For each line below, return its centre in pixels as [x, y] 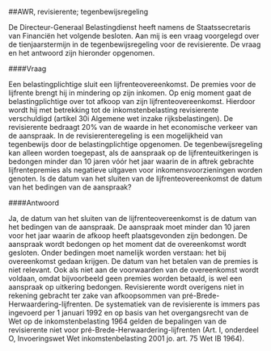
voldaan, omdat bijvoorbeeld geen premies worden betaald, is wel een [125, 278]
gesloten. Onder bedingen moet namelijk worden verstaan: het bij [117, 253]
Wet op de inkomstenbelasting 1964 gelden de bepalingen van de [118, 321]
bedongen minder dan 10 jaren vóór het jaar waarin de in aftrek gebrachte [131, 161]
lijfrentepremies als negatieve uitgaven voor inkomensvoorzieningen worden [135, 170]
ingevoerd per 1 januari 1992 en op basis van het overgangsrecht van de [129, 313]
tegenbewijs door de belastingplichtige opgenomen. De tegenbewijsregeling [135, 144]
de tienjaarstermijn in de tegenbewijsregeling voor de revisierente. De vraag [135, 44]
